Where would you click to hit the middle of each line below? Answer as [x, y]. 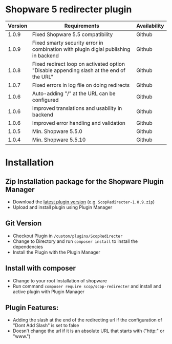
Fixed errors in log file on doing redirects [81, 85]
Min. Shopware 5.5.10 [59, 140]
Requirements [82, 26]
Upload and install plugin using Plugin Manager [62, 207]
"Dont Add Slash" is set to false [46, 326]
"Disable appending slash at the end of [79, 70]
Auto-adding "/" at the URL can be [74, 93]
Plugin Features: [32, 307]
